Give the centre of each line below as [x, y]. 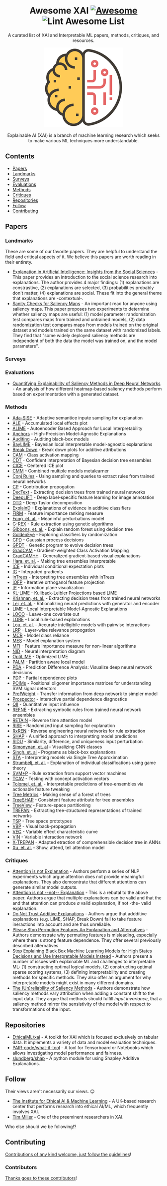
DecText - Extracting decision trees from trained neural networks [79, 492]
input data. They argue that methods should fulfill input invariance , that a [87, 999]
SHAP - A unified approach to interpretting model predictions [75, 736]
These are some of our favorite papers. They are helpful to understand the [81, 252]
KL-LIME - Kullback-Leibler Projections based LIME [65, 593]
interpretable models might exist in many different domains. [73, 983]
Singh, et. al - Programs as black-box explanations [64, 752]
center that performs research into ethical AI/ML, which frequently [80, 1106]
